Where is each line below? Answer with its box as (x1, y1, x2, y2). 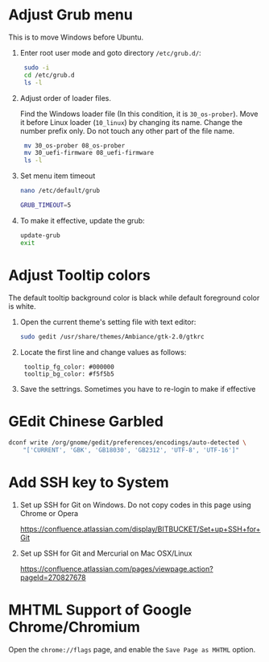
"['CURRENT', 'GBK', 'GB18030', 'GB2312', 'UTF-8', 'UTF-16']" (23, 446, 240, 455)
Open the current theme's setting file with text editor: (19, 317, 197, 327)
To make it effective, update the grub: (19, 215, 145, 225)
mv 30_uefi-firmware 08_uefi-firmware (23, 149, 155, 157)
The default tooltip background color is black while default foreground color (8, 293, 260, 302)
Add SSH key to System (8, 473, 169, 492)
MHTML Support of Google (8, 601, 192, 619)
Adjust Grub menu (8, 6, 133, 24)
